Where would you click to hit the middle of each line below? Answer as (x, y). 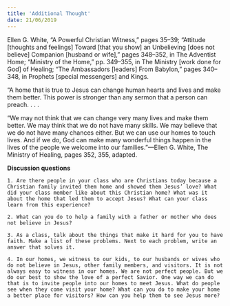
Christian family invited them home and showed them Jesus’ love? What (112, 187)
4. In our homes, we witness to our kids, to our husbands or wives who (114, 259)
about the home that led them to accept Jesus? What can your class (107, 199)
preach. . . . (23, 104)
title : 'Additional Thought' (49, 13)
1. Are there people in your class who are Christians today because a (112, 180)
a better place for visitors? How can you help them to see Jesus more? (114, 295)
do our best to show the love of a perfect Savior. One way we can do (111, 277)
